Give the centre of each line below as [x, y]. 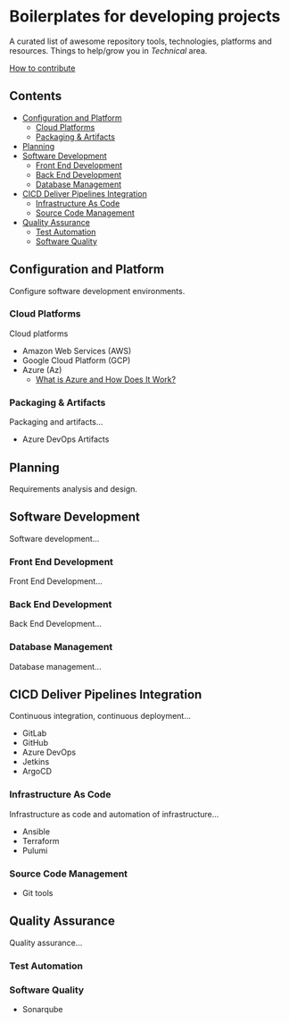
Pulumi [35, 850]
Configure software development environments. [97, 291]
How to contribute [42, 68]
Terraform [41, 841]
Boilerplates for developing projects [145, 17]
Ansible [36, 831]
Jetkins [36, 762]
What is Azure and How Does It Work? [106, 379]
